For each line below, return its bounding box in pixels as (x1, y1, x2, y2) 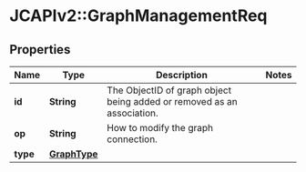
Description (156, 69, 208, 81)
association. (107, 106, 158, 119)
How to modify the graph (107, 122, 214, 134)
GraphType (48, 147, 98, 160)
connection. (107, 133, 158, 146)
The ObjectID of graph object (107, 84, 232, 96)
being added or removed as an (107, 96, 239, 107)
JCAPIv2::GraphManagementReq (9, 5, 268, 26)
